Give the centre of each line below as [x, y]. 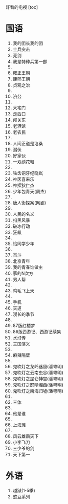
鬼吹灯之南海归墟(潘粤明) [38, 391]
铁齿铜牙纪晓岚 [28, 173]
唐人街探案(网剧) [29, 202]
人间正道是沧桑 [28, 143]
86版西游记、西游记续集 [37, 331]
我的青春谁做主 [28, 267]
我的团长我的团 [28, 43]
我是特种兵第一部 [30, 61]
